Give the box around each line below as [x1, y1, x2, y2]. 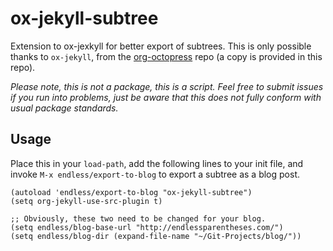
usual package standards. [10, 102, 119, 114]
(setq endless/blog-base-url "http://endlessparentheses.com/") [10, 222, 284, 232]
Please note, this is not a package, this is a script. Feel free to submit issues [10, 80, 324, 92]
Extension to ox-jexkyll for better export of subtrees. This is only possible [10, 40, 312, 52]
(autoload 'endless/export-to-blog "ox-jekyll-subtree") [10, 187, 253, 197]
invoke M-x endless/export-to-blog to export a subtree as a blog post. [10, 168, 300, 180]
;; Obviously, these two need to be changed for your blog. [10, 213, 267, 224]
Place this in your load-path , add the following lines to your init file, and [10, 157, 304, 169]
